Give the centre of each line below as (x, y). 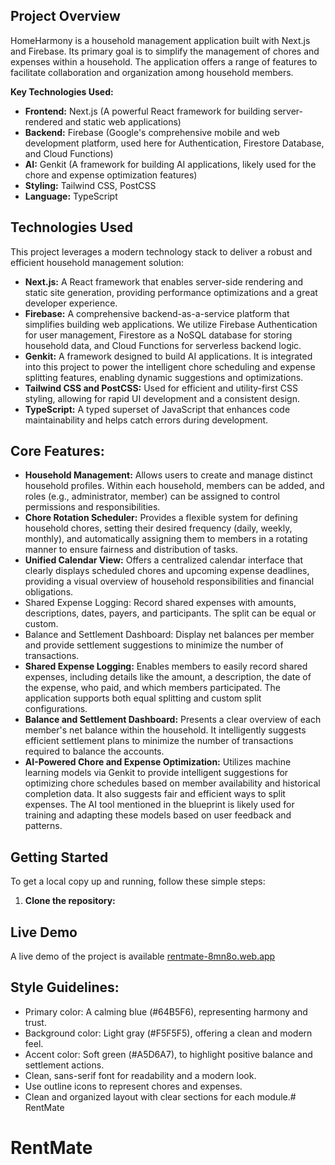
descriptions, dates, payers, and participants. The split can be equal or (170, 613)
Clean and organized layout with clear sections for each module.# (160, 1096)
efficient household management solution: (97, 262)
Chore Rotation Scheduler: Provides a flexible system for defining (161, 518)
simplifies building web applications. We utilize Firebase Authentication (171, 324)
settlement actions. (64, 1065)
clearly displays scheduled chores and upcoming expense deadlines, (167, 571)
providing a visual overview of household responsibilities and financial (169, 581)
